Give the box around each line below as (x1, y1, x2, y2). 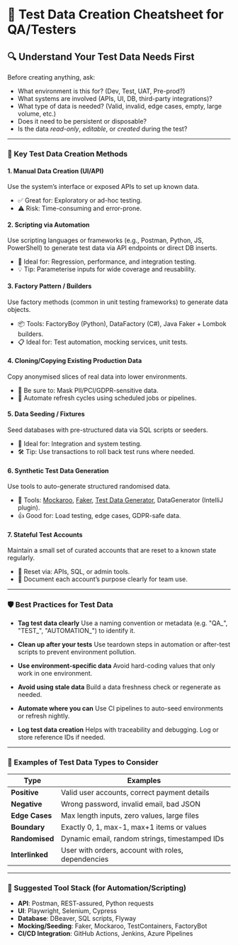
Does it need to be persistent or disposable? (17, 117, 147, 125)
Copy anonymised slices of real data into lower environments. (7, 372, 188, 381)
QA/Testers (7, 21, 76, 38)
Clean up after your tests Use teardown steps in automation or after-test (17, 639, 231, 649)
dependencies (61, 854, 109, 864)
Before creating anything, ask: (7, 73, 96, 81)
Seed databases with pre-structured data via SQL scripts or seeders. (7, 426, 208, 434)
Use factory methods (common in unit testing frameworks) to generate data (7, 298, 228, 306)
